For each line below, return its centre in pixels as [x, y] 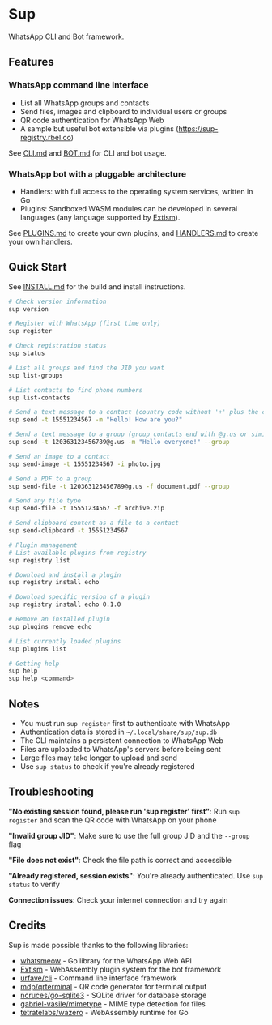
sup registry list [39, 560]
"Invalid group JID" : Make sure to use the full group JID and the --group [129, 835]
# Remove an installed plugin [59, 619]
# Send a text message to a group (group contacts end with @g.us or [128, 434]
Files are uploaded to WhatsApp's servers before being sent [120, 750]
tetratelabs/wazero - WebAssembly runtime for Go [104, 1012]
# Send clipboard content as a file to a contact [94, 523]
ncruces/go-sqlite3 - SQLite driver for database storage [113, 995]
